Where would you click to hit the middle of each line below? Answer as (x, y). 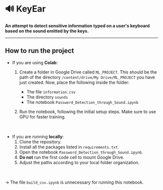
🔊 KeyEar (25, 9)
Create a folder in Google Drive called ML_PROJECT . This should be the (88, 72)
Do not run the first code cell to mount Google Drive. (72, 157)
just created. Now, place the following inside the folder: (74, 82)
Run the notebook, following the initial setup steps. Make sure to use (88, 112)
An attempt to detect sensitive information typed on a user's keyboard (77, 26)
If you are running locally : (38, 136)
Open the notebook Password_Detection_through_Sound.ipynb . (81, 152)
